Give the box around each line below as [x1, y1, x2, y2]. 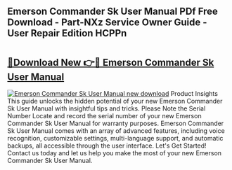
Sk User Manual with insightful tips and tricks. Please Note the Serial [7, 104, 206, 113]
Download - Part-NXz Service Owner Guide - [7, 17, 207, 29]
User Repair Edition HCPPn [7, 27, 127, 39]
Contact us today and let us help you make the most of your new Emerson [7, 149, 222, 157]
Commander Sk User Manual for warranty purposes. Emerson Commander [7, 119, 224, 127]
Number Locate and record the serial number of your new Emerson [7, 112, 202, 120]
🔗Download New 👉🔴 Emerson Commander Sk [7, 56, 214, 69]
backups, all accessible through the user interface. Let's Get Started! [7, 141, 207, 150]
